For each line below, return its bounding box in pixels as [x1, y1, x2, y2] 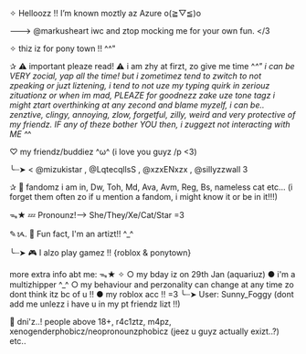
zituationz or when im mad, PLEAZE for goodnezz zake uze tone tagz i [9, 90, 276, 100]
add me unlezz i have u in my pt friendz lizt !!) [9, 298, 181, 309]
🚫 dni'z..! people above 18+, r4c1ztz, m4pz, [9, 317, 172, 327]
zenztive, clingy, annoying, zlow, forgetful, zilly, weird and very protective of [9, 109, 296, 120]
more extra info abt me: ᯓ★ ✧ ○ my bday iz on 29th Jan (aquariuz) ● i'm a [9, 269, 296, 279]
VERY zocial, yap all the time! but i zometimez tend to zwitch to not [9, 70, 262, 81]
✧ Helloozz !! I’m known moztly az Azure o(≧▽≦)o [9, 8, 202, 18]
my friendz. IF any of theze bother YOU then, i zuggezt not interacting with [9, 119, 290, 130]
